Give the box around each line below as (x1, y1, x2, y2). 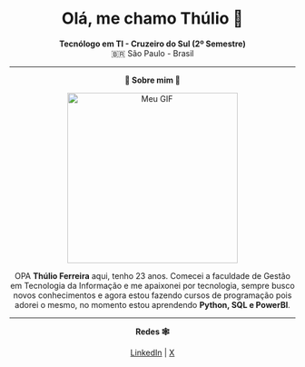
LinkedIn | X (130, 347, 175, 358)
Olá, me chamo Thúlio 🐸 (62, 8, 243, 29)
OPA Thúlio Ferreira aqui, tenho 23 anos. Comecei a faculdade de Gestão (15, 270, 290, 281)
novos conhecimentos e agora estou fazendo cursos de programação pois (13, 290, 292, 301)
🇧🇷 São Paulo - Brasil (111, 47, 194, 58)
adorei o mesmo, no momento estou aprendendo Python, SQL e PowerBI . (15, 299, 290, 310)
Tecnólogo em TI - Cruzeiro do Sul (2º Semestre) (58, 38, 247, 49)
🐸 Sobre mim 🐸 (124, 74, 181, 85)
